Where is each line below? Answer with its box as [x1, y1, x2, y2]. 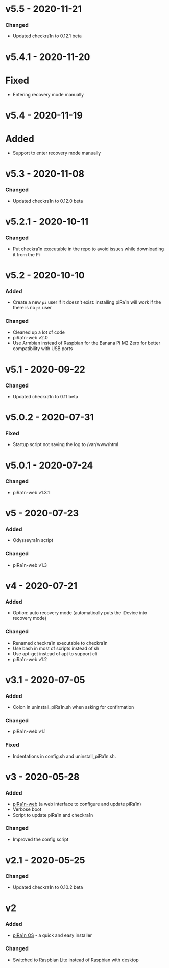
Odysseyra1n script [12, 537, 54, 544]
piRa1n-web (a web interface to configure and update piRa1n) [12, 801, 141, 807]
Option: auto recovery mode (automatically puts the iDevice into [12, 610, 147, 616]
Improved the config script [12, 836, 69, 842]
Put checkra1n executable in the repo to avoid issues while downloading [12, 246, 164, 252]
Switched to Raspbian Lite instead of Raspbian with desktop [12, 957, 139, 963]
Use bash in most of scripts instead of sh [12, 645, 100, 651]
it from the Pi [12, 251, 40, 257]
